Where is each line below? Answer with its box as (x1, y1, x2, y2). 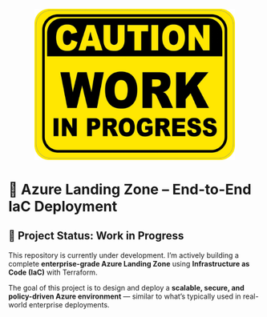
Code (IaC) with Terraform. (8, 267, 98, 277)
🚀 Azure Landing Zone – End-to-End (8, 180, 252, 199)
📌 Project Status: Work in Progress (8, 229, 184, 243)
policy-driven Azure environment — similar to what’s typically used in (8, 291, 242, 301)
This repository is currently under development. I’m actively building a (8, 250, 239, 260)
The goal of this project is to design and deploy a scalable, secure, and (8, 283, 245, 292)
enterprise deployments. (28, 299, 110, 309)
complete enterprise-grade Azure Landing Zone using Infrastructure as (8, 259, 250, 268)
